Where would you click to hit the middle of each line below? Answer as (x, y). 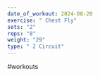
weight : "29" (26, 40)
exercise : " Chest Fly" (42, 20)
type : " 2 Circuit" (36, 46)
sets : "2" (22, 27)
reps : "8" (22, 33)
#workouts (23, 66)
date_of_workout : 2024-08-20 (50, 14)
